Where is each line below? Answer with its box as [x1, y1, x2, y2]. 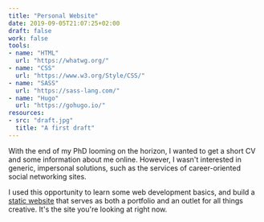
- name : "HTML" [8, 49, 59, 57]
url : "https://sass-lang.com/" [15, 86, 120, 95]
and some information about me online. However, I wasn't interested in [8, 154, 242, 164]
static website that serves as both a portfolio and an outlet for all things [8, 195, 243, 205]
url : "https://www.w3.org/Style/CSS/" [15, 72, 146, 80]
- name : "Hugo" [8, 94, 59, 102]
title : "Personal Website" [8, 11, 99, 20]
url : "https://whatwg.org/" [15, 57, 110, 65]
